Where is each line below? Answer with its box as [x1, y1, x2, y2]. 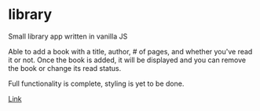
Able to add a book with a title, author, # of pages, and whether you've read [8, 46, 253, 56]
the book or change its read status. [8, 63, 122, 72]
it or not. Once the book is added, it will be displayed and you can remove [8, 55, 246, 65]
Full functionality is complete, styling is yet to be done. [8, 79, 185, 88]
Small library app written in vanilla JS [8, 31, 128, 41]
